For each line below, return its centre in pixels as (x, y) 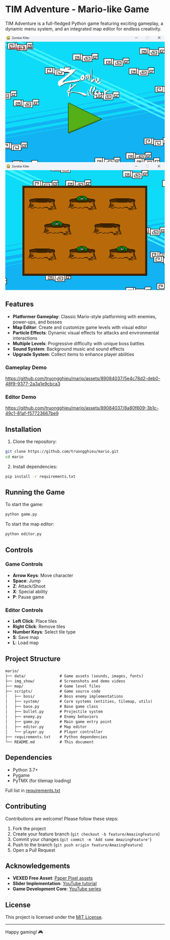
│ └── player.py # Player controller (54, 732)
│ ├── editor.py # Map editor (46, 727)
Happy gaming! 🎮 (24, 932)
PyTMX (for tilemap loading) (42, 781)
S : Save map (26, 637)
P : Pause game (28, 597)
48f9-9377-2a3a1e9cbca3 (33, 384)
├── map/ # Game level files (53, 686)
